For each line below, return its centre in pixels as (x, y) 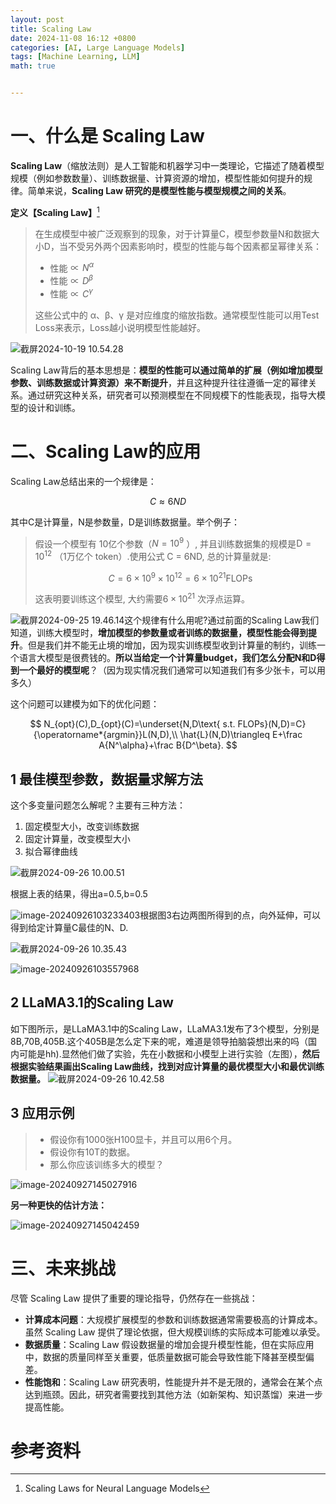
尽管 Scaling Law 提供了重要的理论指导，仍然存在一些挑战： (134, 1298)
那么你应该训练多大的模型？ (107, 1164)
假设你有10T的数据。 (92, 1152)
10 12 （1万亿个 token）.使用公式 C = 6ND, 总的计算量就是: (153, 555)
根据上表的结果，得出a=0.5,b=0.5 (79, 893)
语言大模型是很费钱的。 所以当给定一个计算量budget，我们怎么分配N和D (167, 658)
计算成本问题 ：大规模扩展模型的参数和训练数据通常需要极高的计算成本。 (173, 1319)
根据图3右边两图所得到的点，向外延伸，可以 (230, 915)
